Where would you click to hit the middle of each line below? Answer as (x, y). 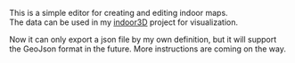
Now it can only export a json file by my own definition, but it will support (143, 39)
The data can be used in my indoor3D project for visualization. (124, 22)
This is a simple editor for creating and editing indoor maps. (119, 13)
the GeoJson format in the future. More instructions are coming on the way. (148, 49)
